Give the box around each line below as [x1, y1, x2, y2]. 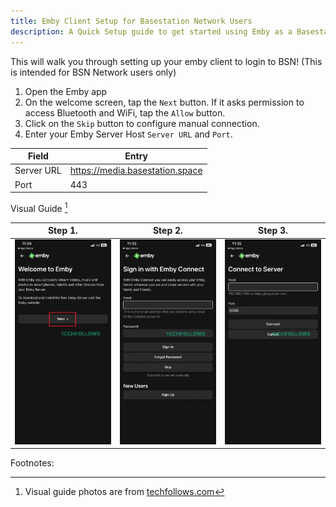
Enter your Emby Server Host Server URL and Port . [24, 128, 233, 140]
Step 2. [152, 225, 183, 237]
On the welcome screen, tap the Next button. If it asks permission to [24, 96, 305, 108]
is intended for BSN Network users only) [10, 66, 177, 78]
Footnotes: [10, 457, 55, 469]
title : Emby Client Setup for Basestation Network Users [10, 16, 253, 26]
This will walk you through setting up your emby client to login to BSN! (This [10, 55, 323, 67]
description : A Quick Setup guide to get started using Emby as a [10, 26, 293, 37]
